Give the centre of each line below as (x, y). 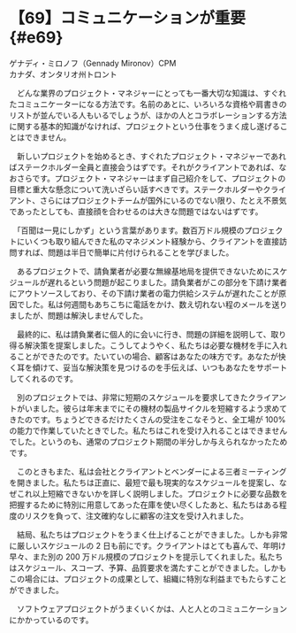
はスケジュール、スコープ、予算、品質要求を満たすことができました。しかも (148, 567)
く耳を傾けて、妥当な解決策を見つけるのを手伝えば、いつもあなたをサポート (148, 367)
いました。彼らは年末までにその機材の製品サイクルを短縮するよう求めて (156, 408)
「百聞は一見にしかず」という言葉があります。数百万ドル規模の (130, 230)
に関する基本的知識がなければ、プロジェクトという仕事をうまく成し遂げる (144, 126)
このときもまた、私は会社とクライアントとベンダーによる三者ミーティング (152, 471)
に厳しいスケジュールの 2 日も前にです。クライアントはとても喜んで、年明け (148, 545)
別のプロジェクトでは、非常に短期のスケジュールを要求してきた (133, 397)
